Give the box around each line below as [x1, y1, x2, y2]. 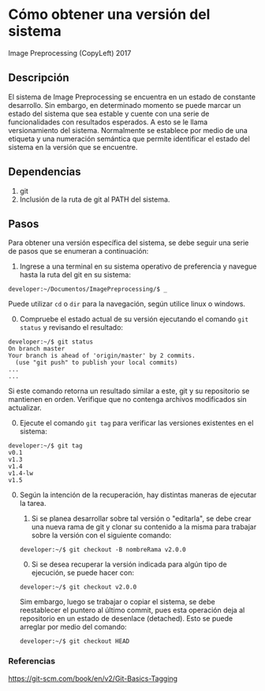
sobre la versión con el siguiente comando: [31, 530, 172, 541]
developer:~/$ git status [8, 338, 93, 346]
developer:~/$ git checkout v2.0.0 [19, 583, 137, 592]
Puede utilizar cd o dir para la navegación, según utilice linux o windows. [8, 299, 246, 309]
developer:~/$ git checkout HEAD [19, 637, 130, 645]
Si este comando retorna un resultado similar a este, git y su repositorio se [8, 386, 250, 396]
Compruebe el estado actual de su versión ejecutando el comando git [19, 314, 249, 324]
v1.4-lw [8, 470, 34, 477]
